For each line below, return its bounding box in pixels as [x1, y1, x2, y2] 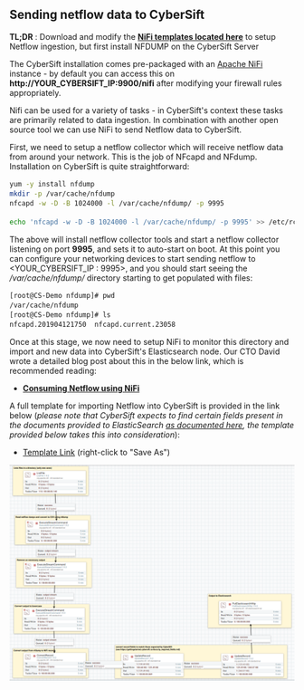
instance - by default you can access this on [9, 68, 175, 79]
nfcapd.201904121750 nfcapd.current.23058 [9, 320, 176, 329]
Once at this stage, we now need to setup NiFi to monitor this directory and [9, 336, 290, 347]
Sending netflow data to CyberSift [9, 7, 205, 23]
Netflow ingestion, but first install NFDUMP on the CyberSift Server [9, 41, 260, 52]
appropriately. [9, 87, 62, 98]
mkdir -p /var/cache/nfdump [9, 189, 116, 198]
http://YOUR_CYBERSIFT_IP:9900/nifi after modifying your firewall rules [9, 77, 282, 89]
